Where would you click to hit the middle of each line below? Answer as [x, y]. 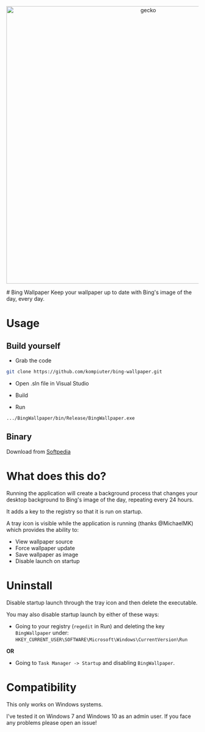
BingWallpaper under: [42, 633]
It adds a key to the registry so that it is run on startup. [74, 511]
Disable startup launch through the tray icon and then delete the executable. [102, 602]
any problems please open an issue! [52, 722]
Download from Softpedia [39, 451]
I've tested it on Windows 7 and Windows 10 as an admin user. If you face [99, 716]
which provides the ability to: [43, 529]
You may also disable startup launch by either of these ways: [83, 614]
